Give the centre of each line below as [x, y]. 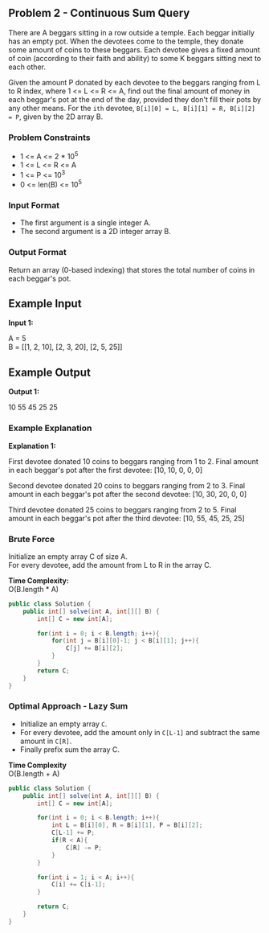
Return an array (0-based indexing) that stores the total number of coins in [132, 269]
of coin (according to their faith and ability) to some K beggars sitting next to [135, 58]
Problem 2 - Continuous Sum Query [99, 13]
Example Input [45, 304]
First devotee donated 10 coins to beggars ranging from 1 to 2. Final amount [133, 461]
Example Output [49, 372]
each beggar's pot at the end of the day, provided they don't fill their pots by [135, 99]
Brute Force [31, 539]
